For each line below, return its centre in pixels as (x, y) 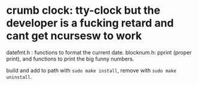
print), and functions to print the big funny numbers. (70, 59)
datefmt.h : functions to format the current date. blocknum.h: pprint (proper (99, 52)
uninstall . (19, 77)
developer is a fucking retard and (90, 23)
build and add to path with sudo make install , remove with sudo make (91, 70)
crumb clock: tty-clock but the (83, 10)
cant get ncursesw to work (74, 36)
